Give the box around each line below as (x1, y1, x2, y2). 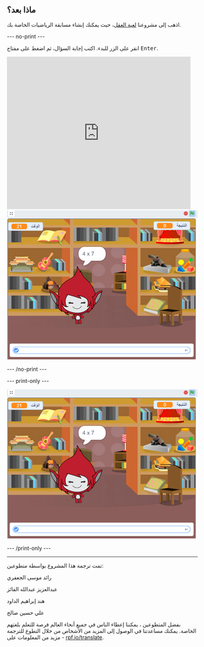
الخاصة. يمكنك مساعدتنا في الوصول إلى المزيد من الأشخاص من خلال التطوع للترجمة (7, 628, 197, 635)
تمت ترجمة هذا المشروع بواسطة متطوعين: (7, 562, 104, 569)
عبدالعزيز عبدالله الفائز (7, 586, 58, 593)
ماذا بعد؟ (7, 5, 36, 15)
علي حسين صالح (7, 609, 45, 617)
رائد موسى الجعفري (7, 574, 52, 581)
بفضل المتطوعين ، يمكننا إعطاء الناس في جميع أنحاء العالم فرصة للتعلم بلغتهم (7, 621, 181, 628)
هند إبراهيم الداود (7, 597, 45, 605)
